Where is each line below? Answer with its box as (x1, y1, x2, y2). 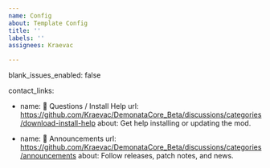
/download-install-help (19, 118, 96, 128)
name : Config (8, 11, 52, 20)
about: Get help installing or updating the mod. (97, 118, 252, 128)
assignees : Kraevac (8, 42, 74, 50)
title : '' (8, 26, 42, 34)
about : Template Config (8, 19, 88, 27)
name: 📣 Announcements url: (19, 134, 117, 144)
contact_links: (8, 86, 55, 96)
